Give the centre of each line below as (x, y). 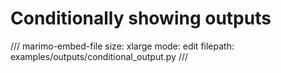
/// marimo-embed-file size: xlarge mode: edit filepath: (122, 46)
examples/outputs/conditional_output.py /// (99, 56)
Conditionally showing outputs (141, 18)
